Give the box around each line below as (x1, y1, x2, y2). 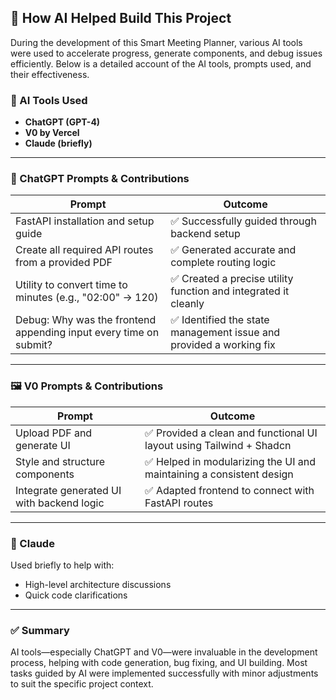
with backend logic (15, 496, 105, 510)
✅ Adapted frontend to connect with (144, 483, 315, 497)
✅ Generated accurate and (170, 243, 297, 257)
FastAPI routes (144, 496, 214, 510)
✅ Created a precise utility (170, 272, 294, 286)
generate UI (15, 438, 71, 452)
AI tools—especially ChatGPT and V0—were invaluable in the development (10, 646, 318, 658)
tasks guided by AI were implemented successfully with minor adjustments (10, 667, 319, 680)
